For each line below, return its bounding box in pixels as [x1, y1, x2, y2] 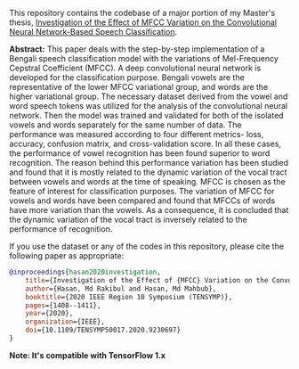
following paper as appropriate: [9, 250, 125, 261]
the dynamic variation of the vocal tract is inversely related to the [9, 214, 247, 225]
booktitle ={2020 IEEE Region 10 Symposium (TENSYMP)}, [25, 292, 233, 301]
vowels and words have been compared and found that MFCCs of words [9, 195, 276, 206]
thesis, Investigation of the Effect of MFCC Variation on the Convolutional [9, 17, 278, 28]
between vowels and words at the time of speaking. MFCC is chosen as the [9, 176, 287, 186]
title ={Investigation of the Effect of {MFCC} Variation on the [25, 275, 269, 284]
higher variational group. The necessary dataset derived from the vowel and [9, 91, 288, 102]
